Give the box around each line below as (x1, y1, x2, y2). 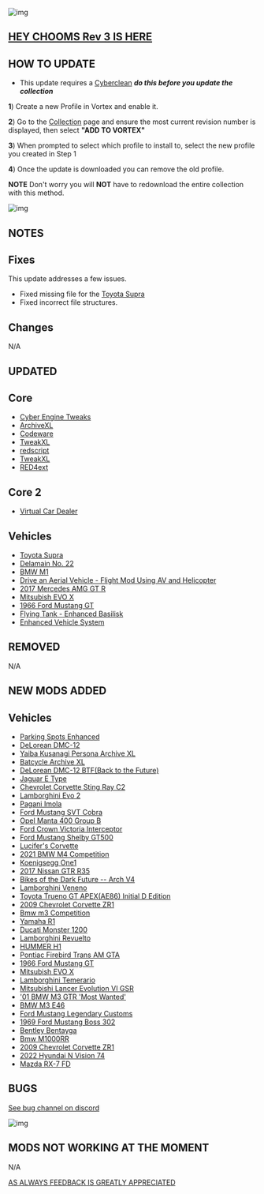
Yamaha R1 (19, 917, 56, 926)
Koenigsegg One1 (19, 858, 77, 868)
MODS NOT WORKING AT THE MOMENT (8, 1141, 210, 1155)
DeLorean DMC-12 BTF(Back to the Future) (19, 766, 159, 775)
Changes (8, 321, 54, 334)
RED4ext (19, 463, 49, 472)
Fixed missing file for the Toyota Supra (19, 289, 145, 299)
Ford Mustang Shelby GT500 (19, 833, 114, 843)
